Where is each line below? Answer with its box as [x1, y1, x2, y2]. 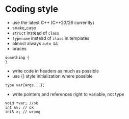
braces [12, 46, 27, 51]
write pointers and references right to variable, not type [12, 91, 125, 97]
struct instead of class [12, 30, 60, 36]
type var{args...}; [5, 82, 45, 88]
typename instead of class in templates [12, 35, 90, 41]
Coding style [5, 3, 58, 15]
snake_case [12, 24, 36, 30]
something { [5, 55, 29, 60]
